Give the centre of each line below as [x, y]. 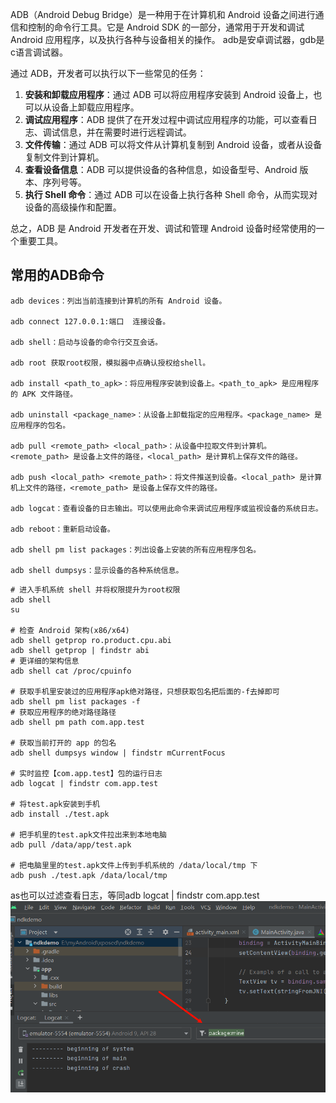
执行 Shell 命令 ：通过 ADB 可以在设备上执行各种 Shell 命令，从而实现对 [171, 194]
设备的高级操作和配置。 [73, 207]
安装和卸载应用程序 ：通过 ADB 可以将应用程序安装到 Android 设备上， [169, 94]
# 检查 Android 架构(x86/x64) [70, 630]
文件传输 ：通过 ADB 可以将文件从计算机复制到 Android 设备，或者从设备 [173, 144]
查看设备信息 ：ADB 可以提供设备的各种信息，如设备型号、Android [161, 169]
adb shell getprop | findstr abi [80, 650]
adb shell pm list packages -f [75, 701]
